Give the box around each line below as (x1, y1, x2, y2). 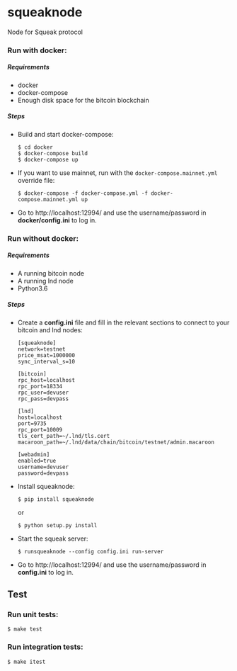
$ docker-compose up (17, 156, 79, 163)
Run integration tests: (7, 642, 83, 652)
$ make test (7, 626, 42, 633)
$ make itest (7, 658, 46, 665)
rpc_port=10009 (17, 426, 63, 433)
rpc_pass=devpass (17, 395, 69, 402)
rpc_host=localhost (17, 376, 76, 383)
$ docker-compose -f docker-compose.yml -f (17, 189, 149, 197)
